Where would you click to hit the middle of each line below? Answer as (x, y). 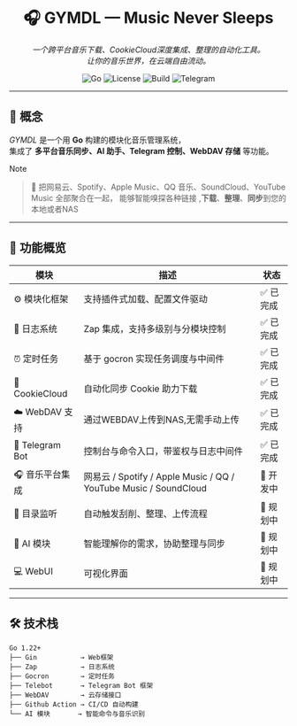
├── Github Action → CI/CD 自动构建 (74, 705)
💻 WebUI (33, 571)
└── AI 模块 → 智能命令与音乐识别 (77, 714)
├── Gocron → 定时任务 (62, 676)
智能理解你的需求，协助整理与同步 (154, 544)
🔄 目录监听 (35, 514)
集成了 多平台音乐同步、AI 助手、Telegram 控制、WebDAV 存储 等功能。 (141, 151)
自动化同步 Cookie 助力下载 (141, 389)
